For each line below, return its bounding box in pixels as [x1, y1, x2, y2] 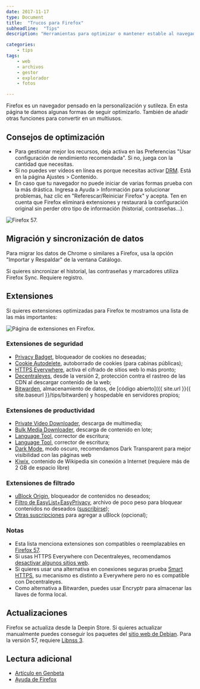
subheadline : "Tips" [6, 25, 60, 32]
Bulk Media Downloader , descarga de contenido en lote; [14, 426, 153, 433]
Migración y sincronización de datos [6, 234, 144, 244]
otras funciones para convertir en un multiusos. [6, 115, 123, 122]
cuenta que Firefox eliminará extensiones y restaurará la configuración [14, 198, 189, 206]
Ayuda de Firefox [14, 676, 57, 683]
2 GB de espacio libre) [14, 464, 70, 471]
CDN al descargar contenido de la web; [14, 378, 112, 385]
